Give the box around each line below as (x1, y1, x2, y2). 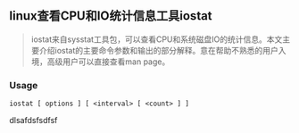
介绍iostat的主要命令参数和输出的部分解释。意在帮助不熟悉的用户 (38, 45, 279, 55)
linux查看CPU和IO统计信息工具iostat (9, 8, 212, 24)
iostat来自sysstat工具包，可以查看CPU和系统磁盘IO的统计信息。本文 (30, 34, 283, 45)
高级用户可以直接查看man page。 (46, 56, 170, 67)
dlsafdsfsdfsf (9, 115, 58, 126)
